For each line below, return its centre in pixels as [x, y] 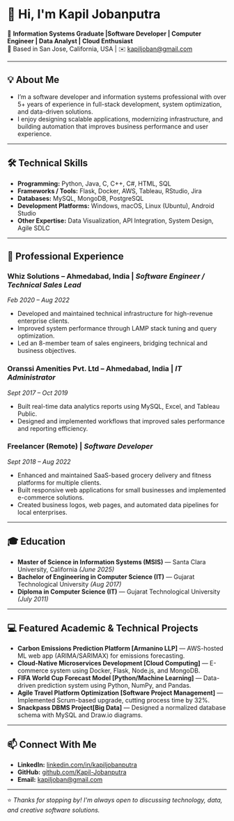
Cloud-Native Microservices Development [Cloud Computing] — [113, 663]
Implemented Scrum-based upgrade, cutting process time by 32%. [114, 700]
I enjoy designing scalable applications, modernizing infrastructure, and [120, 119]
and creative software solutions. [54, 810]
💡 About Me [33, 80]
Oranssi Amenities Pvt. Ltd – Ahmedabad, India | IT [95, 369]
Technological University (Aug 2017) [69, 584]
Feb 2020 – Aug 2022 [38, 300]
